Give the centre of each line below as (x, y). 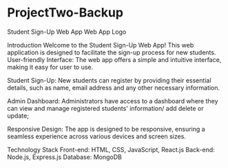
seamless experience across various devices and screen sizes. (96, 136)
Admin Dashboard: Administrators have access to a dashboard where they (113, 101)
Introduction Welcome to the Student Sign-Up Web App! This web (101, 45)
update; (18, 116)
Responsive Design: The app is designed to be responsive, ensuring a (106, 129)
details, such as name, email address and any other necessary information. (114, 87)
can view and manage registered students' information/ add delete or (105, 108)
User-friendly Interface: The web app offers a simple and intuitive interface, (114, 59)
